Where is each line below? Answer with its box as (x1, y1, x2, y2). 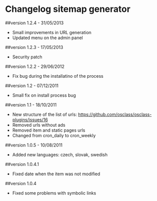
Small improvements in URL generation (12, 29, 92, 35)
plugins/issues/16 (12, 116, 48, 122)
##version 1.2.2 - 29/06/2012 (5, 63, 65, 69)
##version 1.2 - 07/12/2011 (5, 83, 59, 89)
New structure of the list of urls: (12, 111, 78, 117)
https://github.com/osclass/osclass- (78, 111, 152, 117)
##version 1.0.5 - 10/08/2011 (5, 142, 63, 148)
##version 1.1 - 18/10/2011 (5, 101, 57, 107)
